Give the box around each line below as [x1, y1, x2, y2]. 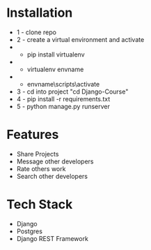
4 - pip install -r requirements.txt [16, 94, 111, 103]
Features [6, 127, 59, 142]
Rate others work [16, 164, 66, 172]
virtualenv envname [26, 65, 84, 73]
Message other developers [16, 157, 94, 166]
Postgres [16, 227, 43, 235]
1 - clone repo [16, 28, 57, 36]
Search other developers [16, 172, 88, 180]
